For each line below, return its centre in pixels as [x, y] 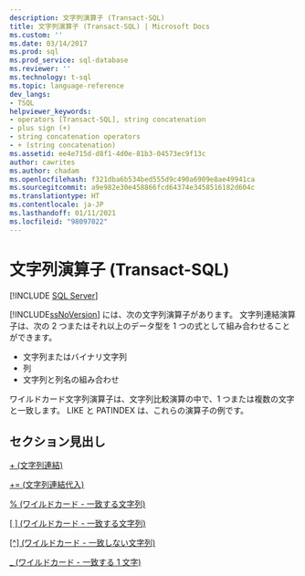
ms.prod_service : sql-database [69, 60]
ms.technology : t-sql [51, 78]
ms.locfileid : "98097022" [58, 221]
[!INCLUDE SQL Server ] [54, 295]
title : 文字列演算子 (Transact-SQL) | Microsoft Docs [110, 26]
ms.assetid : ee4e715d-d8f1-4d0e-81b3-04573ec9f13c [108, 153]
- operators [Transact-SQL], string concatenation [108, 120]
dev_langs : [30, 94]
